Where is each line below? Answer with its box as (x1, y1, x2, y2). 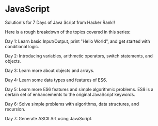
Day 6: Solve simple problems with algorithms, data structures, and (5, 101, 139, 107)
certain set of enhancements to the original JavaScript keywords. (5, 91, 136, 97)
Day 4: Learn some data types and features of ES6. (5, 77, 108, 83)
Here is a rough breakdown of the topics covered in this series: (5, 29, 131, 35)
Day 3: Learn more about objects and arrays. (5, 67, 95, 73)
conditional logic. (5, 43, 40, 49)
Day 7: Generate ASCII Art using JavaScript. (5, 115, 93, 121)
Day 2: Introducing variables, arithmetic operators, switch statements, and (5, 53, 153, 59)
